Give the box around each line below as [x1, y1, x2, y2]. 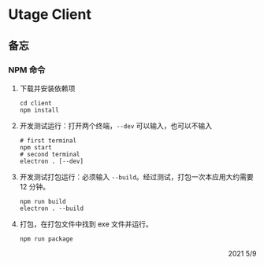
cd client [19, 99, 53, 107]
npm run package [19, 234, 73, 243]
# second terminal [19, 150, 80, 158]
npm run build [19, 197, 66, 205]
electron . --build [19, 204, 84, 212]
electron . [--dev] [19, 157, 84, 165]
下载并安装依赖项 [19, 83, 76, 93]
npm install [19, 106, 59, 114]
